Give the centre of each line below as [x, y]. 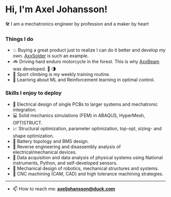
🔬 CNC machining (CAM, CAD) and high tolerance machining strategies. [88, 174]
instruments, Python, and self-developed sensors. [65, 163]
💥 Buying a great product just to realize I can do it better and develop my [89, 50]
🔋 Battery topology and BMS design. [51, 141]
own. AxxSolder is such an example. [51, 56]
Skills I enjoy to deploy [34, 93]
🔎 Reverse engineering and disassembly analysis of [67, 146]
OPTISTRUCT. [27, 122]
